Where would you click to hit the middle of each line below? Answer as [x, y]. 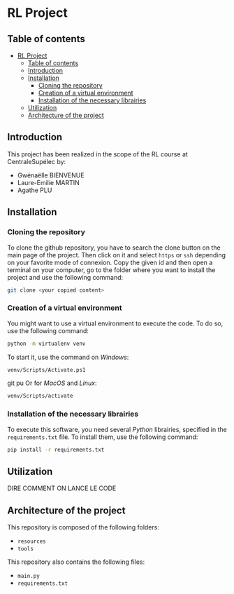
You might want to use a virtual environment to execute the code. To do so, [115, 323]
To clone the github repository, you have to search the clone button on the [114, 248]
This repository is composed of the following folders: [83, 527]
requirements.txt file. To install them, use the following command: [103, 437]
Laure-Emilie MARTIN [49, 182]
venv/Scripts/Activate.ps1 [46, 370]
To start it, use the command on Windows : [68, 357]
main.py [28, 576]
